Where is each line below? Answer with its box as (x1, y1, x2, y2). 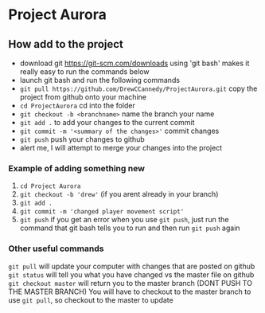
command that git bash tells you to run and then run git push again (19, 223, 240, 233)
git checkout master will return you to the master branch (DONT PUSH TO (8, 278, 253, 288)
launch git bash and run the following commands (19, 76, 181, 84)
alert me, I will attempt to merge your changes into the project (19, 143, 223, 152)
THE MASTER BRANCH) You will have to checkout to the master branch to (8, 287, 251, 296)
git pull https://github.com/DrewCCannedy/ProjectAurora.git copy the (19, 84, 258, 93)
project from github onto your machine (19, 92, 147, 101)
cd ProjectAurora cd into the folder (19, 101, 135, 110)
